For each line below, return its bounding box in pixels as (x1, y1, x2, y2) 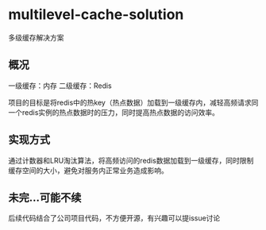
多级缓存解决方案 (8, 33, 64, 42)
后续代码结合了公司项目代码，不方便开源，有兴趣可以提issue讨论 (8, 213, 221, 223)
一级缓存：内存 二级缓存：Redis (8, 81, 113, 90)
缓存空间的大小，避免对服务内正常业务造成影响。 (8, 165, 168, 175)
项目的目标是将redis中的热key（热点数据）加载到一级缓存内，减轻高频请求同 (8, 98, 259, 107)
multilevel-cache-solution (8, 6, 184, 24)
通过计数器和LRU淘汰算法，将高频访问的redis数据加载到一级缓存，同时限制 (8, 155, 254, 165)
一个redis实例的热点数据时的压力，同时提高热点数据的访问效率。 (8, 107, 220, 117)
